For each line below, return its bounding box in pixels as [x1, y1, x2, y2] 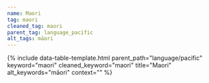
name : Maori [7, 10, 41, 17]
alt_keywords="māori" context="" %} [7, 69, 113, 77]
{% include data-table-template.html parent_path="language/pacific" [7, 54, 203, 62]
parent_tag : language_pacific [7, 29, 94, 36]
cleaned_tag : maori [7, 22, 63, 29]
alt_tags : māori [7, 35, 53, 42]
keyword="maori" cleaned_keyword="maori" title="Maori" [7, 61, 172, 69]
